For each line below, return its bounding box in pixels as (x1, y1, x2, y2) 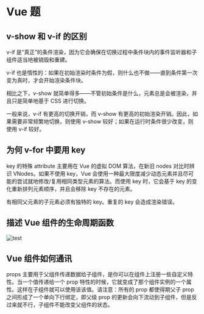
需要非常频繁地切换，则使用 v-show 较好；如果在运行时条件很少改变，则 (11, 118, 194, 125)
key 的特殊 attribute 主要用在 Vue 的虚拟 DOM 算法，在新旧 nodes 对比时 (6, 162, 190, 169)
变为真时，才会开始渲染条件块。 (6, 77, 86, 84)
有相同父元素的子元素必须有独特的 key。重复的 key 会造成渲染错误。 (6, 198, 178, 205)
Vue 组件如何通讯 (6, 254, 72, 264)
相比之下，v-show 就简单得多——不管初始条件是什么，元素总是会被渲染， (6, 90, 192, 97)
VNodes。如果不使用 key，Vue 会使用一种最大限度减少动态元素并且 (13, 169, 183, 177)
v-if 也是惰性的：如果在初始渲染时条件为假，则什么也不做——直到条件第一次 (6, 69, 198, 76)
